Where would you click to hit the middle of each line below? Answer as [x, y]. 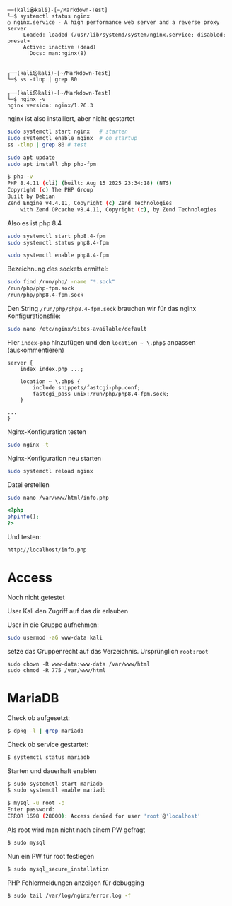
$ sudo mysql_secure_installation [58, 869]
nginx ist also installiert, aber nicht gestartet [71, 118]
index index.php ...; [52, 369]
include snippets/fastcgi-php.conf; [87, 387]
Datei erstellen [28, 484]
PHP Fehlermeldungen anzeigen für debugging [76, 883]
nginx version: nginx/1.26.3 [50, 105]
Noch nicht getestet [36, 597]
